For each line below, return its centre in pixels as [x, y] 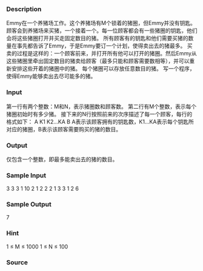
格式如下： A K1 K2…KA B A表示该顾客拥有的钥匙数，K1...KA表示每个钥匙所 [100, 122]
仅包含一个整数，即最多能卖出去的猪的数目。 [62, 159]
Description [24, 9]
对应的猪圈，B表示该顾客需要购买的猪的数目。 [64, 129]
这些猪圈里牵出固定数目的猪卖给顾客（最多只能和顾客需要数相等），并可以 [98, 61]
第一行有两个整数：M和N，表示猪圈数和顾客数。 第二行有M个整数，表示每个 [101, 106]
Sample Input [26, 175]
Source [17, 262]
